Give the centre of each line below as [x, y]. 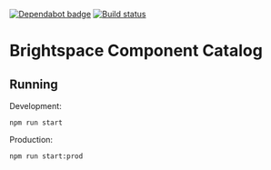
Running [34, 84]
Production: [31, 140]
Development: [35, 106]
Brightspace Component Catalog [136, 51]
